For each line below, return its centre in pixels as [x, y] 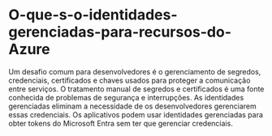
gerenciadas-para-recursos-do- [120, 32]
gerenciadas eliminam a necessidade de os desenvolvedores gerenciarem [133, 106]
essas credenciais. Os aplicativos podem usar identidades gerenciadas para [136, 114]
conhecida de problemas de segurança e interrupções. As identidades [126, 97]
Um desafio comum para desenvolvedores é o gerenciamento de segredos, [135, 71]
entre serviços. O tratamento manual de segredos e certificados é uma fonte [136, 89]
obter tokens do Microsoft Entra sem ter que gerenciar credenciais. [121, 123]
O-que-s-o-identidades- [93, 15]
